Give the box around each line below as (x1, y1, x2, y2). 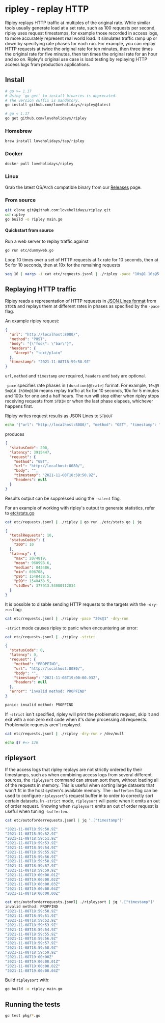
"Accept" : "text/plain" (14, 350, 63, 355)
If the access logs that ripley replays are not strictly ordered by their (5, 767, 142, 772)
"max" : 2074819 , (14, 556, 48, 561)
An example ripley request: (5, 318, 60, 324)
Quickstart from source (5, 227, 54, 233)
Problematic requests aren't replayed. (5, 721, 82, 728)
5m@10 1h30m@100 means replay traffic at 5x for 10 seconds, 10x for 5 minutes (5, 388, 160, 394)
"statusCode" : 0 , (9, 648, 45, 653)
